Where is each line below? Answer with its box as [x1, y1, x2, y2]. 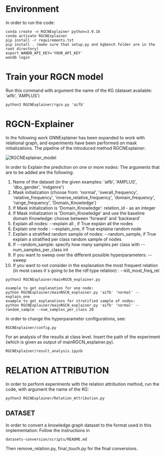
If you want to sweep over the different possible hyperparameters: [12, 252, 147, 258]
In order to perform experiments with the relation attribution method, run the [5, 381, 160, 387]
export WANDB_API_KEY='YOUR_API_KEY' [5, 51, 83, 55]
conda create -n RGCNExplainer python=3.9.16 [5, 29, 100, 34]
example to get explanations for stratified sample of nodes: [5, 298, 136, 303]
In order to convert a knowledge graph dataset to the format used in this [5, 422, 152, 428]
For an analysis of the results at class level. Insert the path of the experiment [5, 334, 160, 340]
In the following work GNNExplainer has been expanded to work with [5, 134, 145, 140]
